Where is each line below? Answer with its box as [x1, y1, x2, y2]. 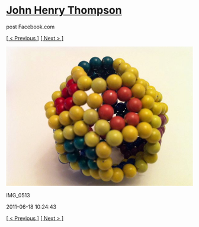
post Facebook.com [6, 23, 55, 30]
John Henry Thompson [6, 4, 123, 17]
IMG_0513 [6, 192, 31, 199]
